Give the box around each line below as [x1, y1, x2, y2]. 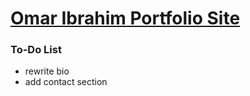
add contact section [24, 76, 108, 88]
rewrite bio [24, 65, 70, 77]
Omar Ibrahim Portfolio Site [10, 7, 241, 30]
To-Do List [10, 43, 62, 57]
